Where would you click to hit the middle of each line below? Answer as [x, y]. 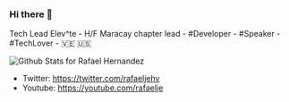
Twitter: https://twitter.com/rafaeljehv [91, 79]
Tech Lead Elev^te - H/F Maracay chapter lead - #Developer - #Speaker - [145, 34]
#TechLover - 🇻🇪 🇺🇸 [51, 43]
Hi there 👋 [31, 14]
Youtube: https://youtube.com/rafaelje [93, 88]
